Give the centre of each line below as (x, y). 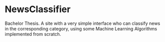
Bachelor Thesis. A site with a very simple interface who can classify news (82, 23)
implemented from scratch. (33, 34)
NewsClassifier (38, 9)
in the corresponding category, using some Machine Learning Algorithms (81, 28)
